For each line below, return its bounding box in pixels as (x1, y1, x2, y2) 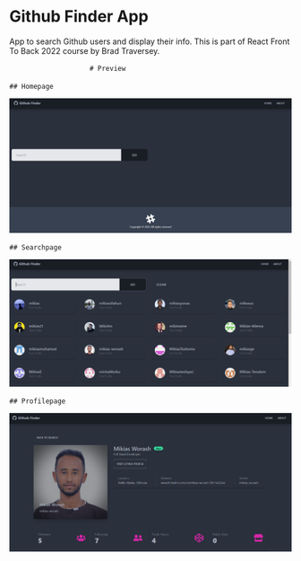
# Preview (89, 64, 126, 73)
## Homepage (9, 82, 54, 91)
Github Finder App (9, 6, 150, 27)
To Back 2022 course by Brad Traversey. (9, 45, 160, 56)
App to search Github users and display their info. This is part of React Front (9, 36, 290, 47)
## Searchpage (9, 243, 63, 252)
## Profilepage (9, 397, 66, 406)
